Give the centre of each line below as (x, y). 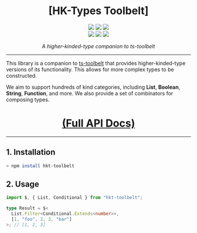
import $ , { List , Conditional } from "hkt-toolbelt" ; (74, 198)
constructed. (21, 75)
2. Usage (23, 184)
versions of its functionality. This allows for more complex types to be (90, 69)
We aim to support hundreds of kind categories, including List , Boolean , (93, 87)
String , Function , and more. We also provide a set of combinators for (90, 93)
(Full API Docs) (98, 123)
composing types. (28, 99)
